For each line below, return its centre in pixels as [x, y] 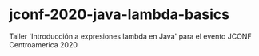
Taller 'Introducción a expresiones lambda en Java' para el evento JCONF [130, 36]
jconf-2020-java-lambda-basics [120, 15]
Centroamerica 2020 [44, 44]
